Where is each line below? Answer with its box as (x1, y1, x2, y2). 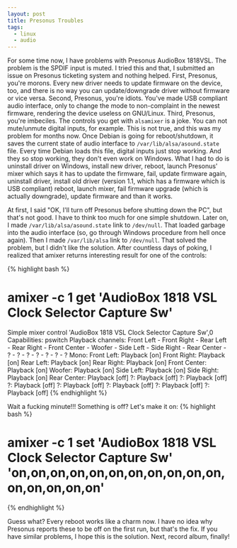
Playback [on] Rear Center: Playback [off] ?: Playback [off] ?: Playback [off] (7, 373, 228, 382)
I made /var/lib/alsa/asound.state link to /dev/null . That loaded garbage (7, 221, 226, 229)
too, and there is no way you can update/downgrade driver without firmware (7, 87, 230, 95)
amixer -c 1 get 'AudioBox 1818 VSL (7, 290, 218, 306)
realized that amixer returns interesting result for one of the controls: (7, 251, 207, 260)
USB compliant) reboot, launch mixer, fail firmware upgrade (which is (7, 185, 209, 193)
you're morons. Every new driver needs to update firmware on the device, (7, 79, 223, 87)
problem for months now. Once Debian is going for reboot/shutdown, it (7, 132, 214, 141)
